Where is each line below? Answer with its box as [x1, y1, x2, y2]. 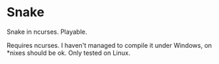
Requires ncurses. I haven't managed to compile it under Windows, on [6, 41, 213, 49]
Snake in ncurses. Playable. [6, 27, 87, 36]
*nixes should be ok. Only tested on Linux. [6, 49, 131, 57]
